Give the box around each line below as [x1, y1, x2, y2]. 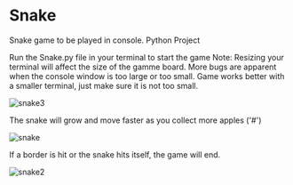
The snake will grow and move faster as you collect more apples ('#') [9, 115, 262, 125]
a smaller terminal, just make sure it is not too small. [9, 80, 198, 91]
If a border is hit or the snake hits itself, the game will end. [9, 149, 221, 160]
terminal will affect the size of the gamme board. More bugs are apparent [9, 61, 277, 72]
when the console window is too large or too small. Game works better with [9, 70, 285, 81]
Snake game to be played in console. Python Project [9, 35, 201, 45]
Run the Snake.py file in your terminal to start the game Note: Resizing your [9, 52, 284, 62]
